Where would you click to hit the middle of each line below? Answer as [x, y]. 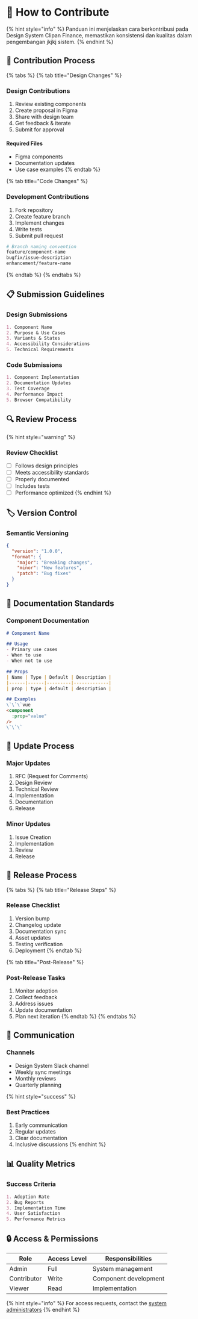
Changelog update [38, 925]
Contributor [26, 1278]
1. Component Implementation [43, 378]
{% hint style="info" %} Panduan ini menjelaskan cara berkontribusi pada [97, 29]
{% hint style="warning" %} [41, 437]
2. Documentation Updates [39, 383]
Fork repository [34, 210]
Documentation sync [41, 931]
